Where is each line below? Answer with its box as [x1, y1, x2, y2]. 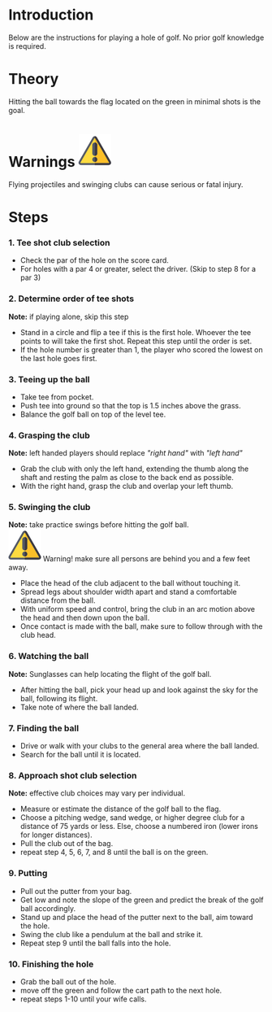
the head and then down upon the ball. [19, 613, 150, 623]
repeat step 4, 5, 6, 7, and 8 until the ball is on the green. [19, 848, 209, 857]
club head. [19, 630, 57, 640]
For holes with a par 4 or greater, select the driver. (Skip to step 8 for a [19, 264, 257, 274]
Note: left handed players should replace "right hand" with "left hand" [8, 448, 244, 458]
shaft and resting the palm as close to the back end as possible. [19, 473, 234, 482]
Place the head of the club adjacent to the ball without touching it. [19, 578, 241, 588]
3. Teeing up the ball [8, 373, 91, 385]
